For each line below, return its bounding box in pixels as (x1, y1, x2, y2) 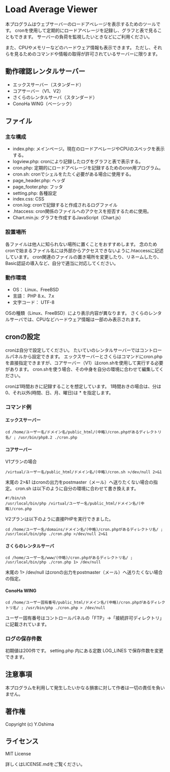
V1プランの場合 (5, 458, 37, 465)
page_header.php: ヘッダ (12, 178, 65, 184)
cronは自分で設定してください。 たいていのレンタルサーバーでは (5, 347, 140, 353)
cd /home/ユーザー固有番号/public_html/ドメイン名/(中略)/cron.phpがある (5, 600, 151, 605)
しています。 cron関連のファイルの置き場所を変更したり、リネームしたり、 (5, 254, 162, 260)
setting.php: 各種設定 (12, 190, 57, 196)
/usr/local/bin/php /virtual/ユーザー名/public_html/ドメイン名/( (5, 501, 141, 506)
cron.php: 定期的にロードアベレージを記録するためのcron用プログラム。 (12, 165, 163, 171)
